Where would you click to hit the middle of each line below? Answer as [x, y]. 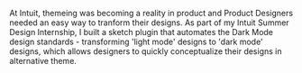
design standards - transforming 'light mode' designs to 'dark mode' [136, 41]
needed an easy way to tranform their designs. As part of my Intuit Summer [150, 23]
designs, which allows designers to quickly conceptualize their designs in [146, 51]
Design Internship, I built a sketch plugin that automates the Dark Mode [141, 32]
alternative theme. [43, 61]
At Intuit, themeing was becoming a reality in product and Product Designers [151, 13]
